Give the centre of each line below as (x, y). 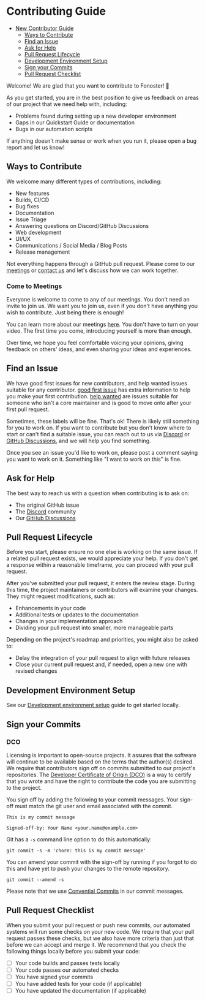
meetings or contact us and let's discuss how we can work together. (92, 270)
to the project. (24, 787)
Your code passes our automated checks (67, 970)
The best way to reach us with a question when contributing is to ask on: (98, 493)
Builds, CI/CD (32, 200)
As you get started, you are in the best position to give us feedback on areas (102, 97)
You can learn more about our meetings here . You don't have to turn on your (102, 324)
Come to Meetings (34, 286)
